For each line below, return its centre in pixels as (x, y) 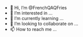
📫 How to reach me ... (33, 29)
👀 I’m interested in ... (31, 13)
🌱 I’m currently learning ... (37, 18)
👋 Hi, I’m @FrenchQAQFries (38, 8)
